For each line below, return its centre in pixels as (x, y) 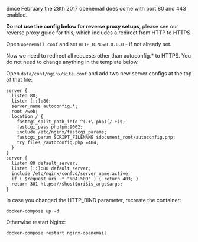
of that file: (19, 80)
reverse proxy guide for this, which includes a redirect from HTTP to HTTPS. (99, 33)
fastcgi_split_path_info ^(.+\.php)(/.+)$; (71, 122)
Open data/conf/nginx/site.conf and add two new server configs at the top (99, 73)
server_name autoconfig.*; (45, 106)
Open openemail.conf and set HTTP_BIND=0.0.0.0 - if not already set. (89, 44)
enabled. (17, 15)
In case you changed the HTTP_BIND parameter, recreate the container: (94, 200)
